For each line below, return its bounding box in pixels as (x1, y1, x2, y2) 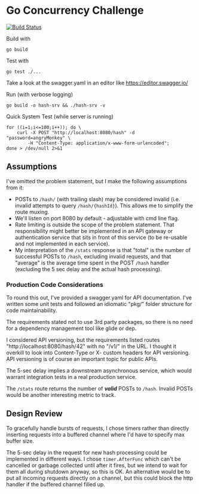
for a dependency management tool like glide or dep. (6, 325, 137, 332)
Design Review (6, 408, 63, 419)
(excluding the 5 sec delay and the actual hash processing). (14, 265, 163, 272)
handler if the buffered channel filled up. (6, 480, 106, 488)
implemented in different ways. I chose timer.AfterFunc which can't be (6, 455, 181, 462)
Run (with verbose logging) (6, 90, 74, 98)
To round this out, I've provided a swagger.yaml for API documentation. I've (6, 294, 192, 301)
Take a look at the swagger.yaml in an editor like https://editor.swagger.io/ (6, 79, 188, 86)
